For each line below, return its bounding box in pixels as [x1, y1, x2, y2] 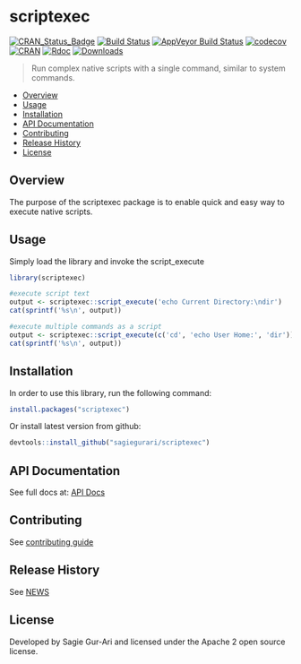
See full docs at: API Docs [9, 487, 106, 498]
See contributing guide [9, 536, 94, 548]
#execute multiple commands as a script [9, 323, 163, 332]
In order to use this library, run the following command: [9, 387, 212, 398]
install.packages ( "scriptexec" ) [9, 405, 130, 414]
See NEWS [9, 586, 49, 597]
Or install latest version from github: [9, 421, 142, 432]
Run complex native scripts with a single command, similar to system [30, 63, 287, 73]
